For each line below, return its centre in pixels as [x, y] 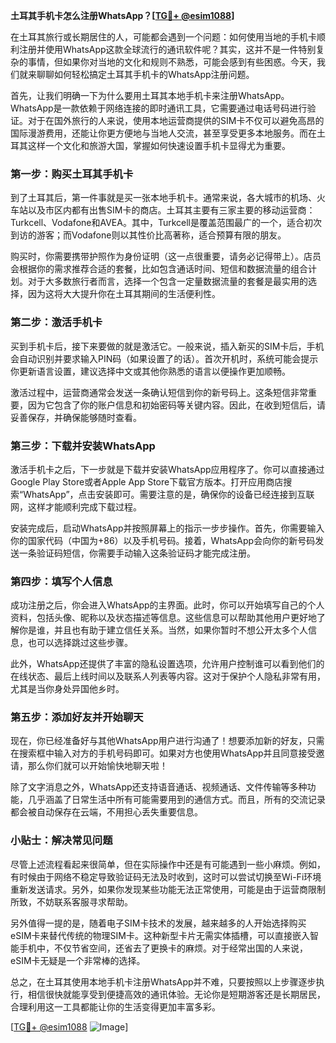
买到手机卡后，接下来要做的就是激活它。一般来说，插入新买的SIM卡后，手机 [167, 346]
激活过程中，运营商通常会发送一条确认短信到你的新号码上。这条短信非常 [159, 392]
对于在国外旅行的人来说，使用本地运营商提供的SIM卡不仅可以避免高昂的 [176, 120]
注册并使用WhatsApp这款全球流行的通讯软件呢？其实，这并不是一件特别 [167, 49]
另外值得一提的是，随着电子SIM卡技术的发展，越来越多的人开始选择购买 [158, 923]
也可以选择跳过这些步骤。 [80, 643]
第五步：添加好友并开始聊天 [77, 717]
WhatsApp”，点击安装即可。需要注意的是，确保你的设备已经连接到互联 [169, 494]
